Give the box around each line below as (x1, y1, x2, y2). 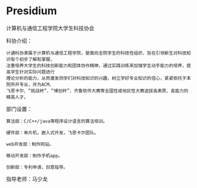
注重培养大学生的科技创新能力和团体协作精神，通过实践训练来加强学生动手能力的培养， (6, 62, 187, 69)
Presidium (6, 4, 57, 18)
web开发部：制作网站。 (6, 141, 54, 147)
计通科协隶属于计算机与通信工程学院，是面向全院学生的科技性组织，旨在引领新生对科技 (6, 50, 187, 56)
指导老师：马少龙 (6, 175, 48, 182)
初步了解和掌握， (19, 56, 55, 62)
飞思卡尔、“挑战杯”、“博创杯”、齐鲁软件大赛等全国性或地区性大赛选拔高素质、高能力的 (6, 88, 189, 94)
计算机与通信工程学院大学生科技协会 (6, 24, 95, 31)
